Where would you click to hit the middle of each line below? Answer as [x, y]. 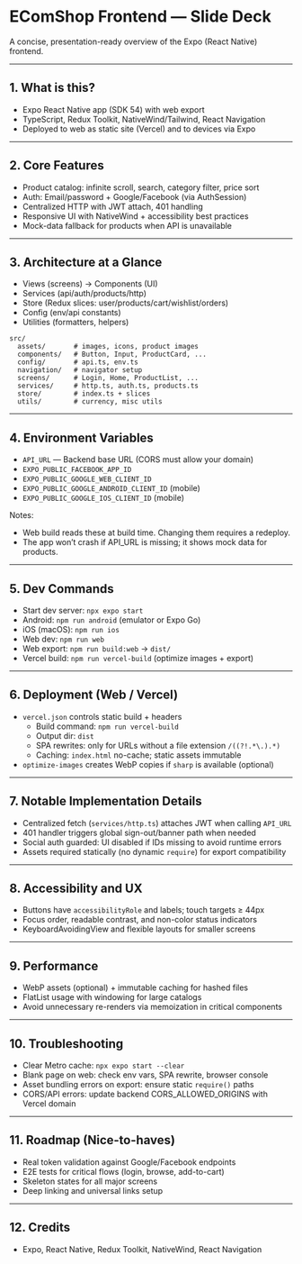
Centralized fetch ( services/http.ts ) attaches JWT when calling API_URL [157, 823]
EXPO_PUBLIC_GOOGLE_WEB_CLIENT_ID [87, 479]
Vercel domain [49, 1104]
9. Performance [54, 966]
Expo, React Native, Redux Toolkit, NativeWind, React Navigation [142, 1249]
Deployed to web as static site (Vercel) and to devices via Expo [139, 129]
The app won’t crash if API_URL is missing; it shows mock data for [145, 542]
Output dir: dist [65, 735]
